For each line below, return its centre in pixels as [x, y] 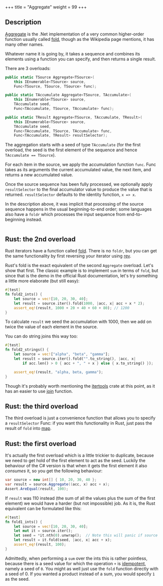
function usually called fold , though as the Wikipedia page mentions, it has [80, 39]
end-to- [134, 214]
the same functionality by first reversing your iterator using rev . [68, 256]
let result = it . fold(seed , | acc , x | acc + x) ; [63, 540]
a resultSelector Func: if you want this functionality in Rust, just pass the [79, 423]
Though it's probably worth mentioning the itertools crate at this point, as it [80, 386]
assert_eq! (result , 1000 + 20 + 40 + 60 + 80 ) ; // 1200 [72, 308]
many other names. [24, 44]
